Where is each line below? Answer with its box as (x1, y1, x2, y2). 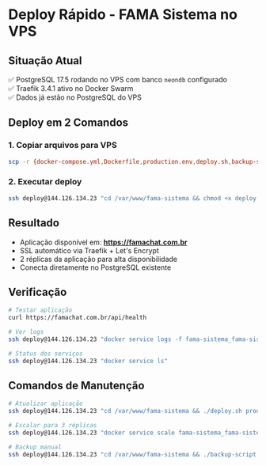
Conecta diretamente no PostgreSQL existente (19, 263, 172, 272)
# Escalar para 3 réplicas (8, 422, 97, 430)
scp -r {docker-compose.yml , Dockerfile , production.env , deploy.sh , (8, 157, 232, 165)
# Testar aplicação (8, 306, 73, 314)
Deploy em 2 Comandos (8, 116, 129, 130)
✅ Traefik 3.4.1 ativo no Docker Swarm (8, 84, 134, 93)
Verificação (8, 285, 67, 298)
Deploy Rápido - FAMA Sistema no (8, 6, 237, 24)
